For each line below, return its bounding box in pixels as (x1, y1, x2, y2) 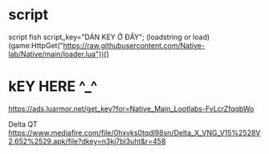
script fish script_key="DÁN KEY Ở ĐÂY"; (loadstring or (8, 32, 191, 42)
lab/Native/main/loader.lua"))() (8, 49, 110, 59)
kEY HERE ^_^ (8, 78, 98, 95)
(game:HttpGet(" (8, 40, 64, 50)
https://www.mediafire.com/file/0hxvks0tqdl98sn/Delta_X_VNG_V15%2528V (8, 128, 261, 137)
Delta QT (8, 119, 38, 129)
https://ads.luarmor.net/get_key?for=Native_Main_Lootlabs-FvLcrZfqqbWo (8, 103, 255, 113)
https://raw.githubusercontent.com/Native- (63, 40, 206, 50)
